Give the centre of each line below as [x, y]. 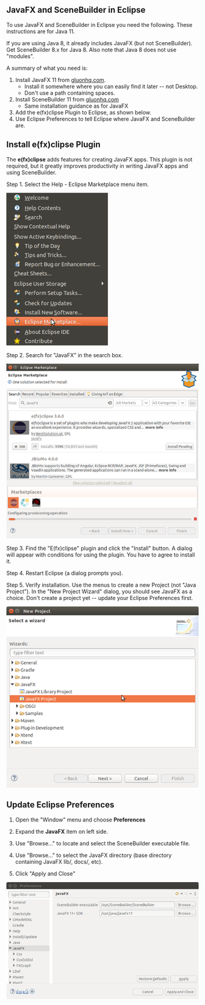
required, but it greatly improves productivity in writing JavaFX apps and [97, 166]
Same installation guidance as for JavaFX [76, 106]
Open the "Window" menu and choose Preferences [80, 820]
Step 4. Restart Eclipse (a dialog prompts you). [65, 573]
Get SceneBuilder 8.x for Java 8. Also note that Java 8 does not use [92, 50]
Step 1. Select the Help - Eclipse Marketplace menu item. [78, 184]
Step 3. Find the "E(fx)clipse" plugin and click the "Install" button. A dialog [99, 548]
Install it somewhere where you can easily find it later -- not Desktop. [111, 86]
